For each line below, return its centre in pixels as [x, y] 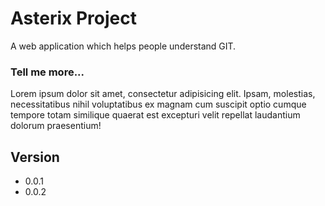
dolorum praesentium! [56, 126]
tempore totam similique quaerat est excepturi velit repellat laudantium [155, 115]
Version [35, 157]
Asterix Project [73, 18]
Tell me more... [47, 72]
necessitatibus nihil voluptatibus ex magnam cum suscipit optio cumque [158, 104]
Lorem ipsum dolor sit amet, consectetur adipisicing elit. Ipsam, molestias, [163, 94]
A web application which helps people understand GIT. [123, 46]
